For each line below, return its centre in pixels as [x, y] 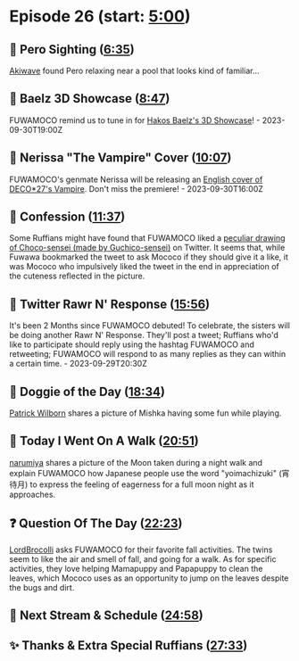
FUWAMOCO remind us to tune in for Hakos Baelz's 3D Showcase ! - [135, 120]
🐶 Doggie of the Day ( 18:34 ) [87, 391]
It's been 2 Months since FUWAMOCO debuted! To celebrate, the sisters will [149, 326]
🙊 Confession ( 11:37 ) [67, 217]
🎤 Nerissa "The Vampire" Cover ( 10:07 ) [120, 158]
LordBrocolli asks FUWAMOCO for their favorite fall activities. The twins [141, 549]
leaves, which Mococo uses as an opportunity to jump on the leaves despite [149, 578]
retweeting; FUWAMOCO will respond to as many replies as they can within [148, 354]
